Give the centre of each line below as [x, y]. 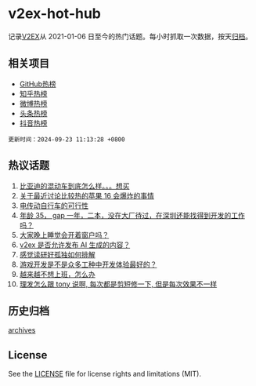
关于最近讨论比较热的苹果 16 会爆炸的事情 [87, 195]
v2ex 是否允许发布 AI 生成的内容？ [75, 245]
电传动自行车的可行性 [54, 206]
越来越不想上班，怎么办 [57, 274]
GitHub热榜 [38, 84]
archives [22, 330]
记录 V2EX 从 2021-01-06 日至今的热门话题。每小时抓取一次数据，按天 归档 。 [130, 36]
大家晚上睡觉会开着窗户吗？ [64, 235]
